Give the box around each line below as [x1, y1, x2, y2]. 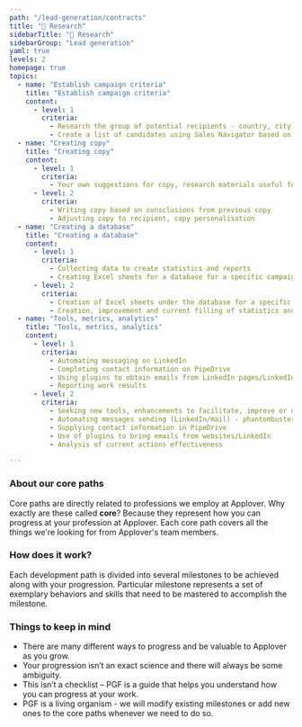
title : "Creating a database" [25, 230, 139, 239]
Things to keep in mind [9, 620, 111, 633]
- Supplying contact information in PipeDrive [49, 423, 227, 432]
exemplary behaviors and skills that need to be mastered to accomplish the [9, 588, 288, 599]
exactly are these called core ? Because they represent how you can [9, 507, 262, 518]
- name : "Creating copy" [17, 139, 111, 148]
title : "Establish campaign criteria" [25, 88, 171, 97]
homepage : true [9, 64, 67, 73]
